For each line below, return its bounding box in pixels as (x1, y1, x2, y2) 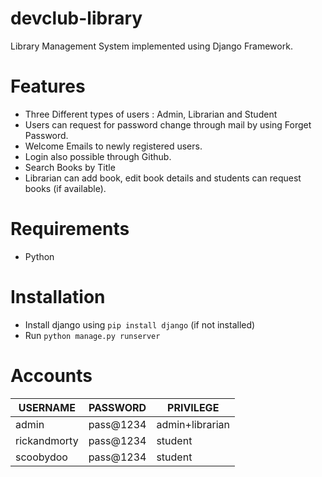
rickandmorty (15, 433, 79, 447)
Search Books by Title (24, 161, 116, 173)
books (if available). (24, 182, 107, 194)
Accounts (10, 364, 93, 387)
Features (10, 75, 86, 98)
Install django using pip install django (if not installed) (24, 318, 256, 331)
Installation (10, 286, 106, 308)
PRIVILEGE (167, 400, 220, 414)
